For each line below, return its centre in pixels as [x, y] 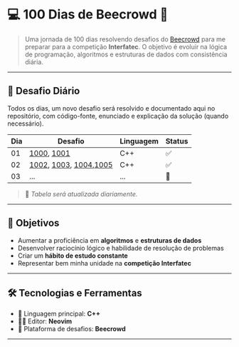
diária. [34, 61]
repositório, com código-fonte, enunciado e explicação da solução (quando [118, 116]
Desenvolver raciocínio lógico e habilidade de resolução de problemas [121, 248]
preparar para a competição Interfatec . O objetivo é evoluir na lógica [126, 46]
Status [177, 141]
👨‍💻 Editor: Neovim [45, 321]
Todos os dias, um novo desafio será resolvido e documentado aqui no [111, 108]
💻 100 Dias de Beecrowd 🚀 [88, 15]
